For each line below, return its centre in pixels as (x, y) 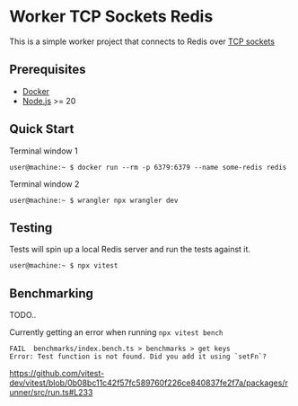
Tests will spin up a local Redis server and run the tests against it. (130, 250)
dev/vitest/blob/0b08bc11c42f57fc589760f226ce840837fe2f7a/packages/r (149, 383)
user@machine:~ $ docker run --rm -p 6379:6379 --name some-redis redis (148, 167)
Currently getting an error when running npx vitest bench (116, 332)
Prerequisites (48, 70)
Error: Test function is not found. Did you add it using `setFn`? (138, 357)
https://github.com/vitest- (57, 374)
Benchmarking (52, 293)
